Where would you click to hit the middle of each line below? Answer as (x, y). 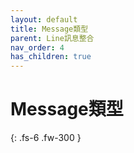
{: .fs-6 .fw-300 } (46, 138)
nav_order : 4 (37, 47)
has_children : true (51, 57)
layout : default (44, 19)
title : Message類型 (49, 29)
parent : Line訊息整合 (52, 38)
